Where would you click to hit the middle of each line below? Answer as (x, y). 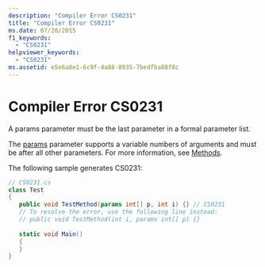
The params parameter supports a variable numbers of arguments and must (132, 144)
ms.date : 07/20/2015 (42, 30)
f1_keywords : (30, 38)
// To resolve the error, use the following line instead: (118, 212)
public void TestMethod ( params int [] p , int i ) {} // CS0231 (122, 205)
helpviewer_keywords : (44, 52)
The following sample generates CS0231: (75, 168)
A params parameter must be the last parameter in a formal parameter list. (130, 129)
